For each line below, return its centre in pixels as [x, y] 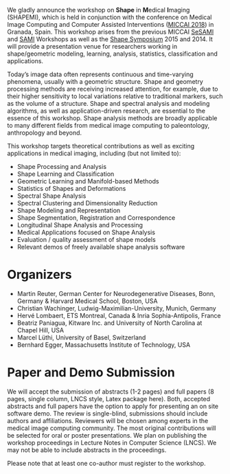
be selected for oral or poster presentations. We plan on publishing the [107, 435]
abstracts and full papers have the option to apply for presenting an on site [113, 406]
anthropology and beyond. [45, 133]
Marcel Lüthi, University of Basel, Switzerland [81, 337]
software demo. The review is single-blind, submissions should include [107, 413]
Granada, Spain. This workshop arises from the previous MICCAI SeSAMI [111, 32]
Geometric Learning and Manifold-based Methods [88, 181]
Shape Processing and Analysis [62, 167]
